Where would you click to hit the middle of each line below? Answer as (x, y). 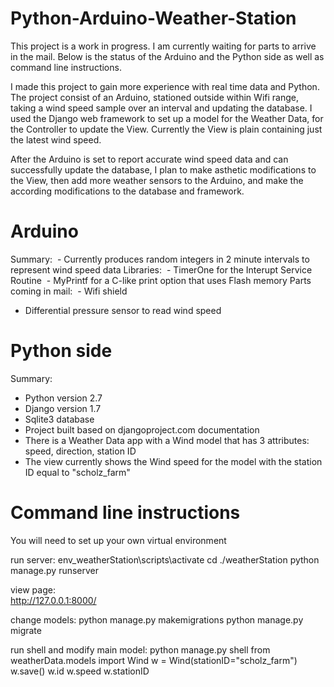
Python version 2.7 (63, 398)
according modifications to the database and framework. (127, 191)
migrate (26, 630)
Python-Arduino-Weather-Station (153, 18)
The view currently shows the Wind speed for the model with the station (173, 461)
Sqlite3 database (59, 419)
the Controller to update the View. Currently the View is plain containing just (166, 129)
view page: (33, 589)
